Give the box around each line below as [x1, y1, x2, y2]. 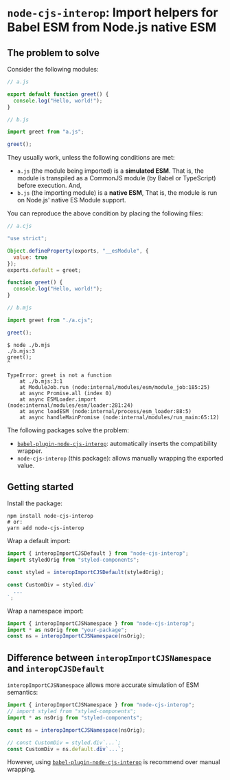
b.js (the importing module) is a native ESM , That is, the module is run [16, 189, 218, 197]
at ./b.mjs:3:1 [19, 377, 63, 385]
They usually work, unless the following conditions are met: [7, 154, 175, 162]
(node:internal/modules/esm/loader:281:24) [7, 401, 134, 409]
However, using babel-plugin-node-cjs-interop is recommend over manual [7, 758, 220, 766]
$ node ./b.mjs [7, 341, 51, 348]
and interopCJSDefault [7, 662, 105, 674]
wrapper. [16, 446, 43, 455]
